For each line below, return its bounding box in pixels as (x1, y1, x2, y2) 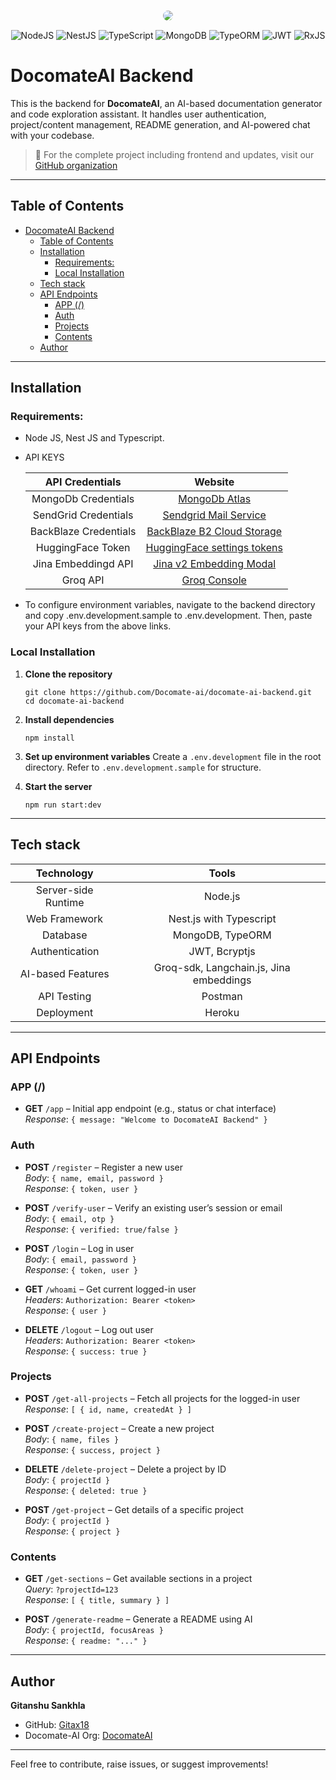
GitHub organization (34, 159, 118, 171)
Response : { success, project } (24, 1443, 161, 1455)
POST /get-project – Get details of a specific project (24, 1503, 244, 1515)
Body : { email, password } (24, 1253, 137, 1265)
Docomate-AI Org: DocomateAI (24, 1729, 153, 1741)
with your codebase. (10, 129, 95, 141)
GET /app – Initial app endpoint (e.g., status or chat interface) (24, 1103, 277, 1115)
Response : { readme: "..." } (24, 1635, 148, 1647)
